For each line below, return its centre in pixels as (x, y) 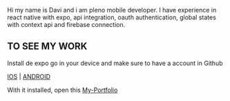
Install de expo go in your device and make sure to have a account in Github (115, 63)
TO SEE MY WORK (47, 47)
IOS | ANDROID (29, 76)
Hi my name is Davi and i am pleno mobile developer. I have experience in (112, 10)
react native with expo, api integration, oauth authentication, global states (112, 17)
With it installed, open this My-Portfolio (63, 90)
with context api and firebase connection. (66, 25)
